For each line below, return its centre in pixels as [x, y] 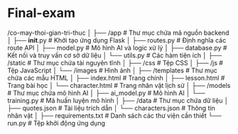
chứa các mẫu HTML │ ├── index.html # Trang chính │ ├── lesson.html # [116, 78]
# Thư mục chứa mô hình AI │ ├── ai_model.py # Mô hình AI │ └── [107, 93]
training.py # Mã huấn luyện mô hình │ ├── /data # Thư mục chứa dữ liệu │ [118, 100]
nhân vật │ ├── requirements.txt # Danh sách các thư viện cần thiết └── [115, 116]
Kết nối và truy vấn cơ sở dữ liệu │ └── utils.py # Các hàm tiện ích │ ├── [115, 55]
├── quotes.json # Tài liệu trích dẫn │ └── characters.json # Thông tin [111, 108]
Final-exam [42, 13]
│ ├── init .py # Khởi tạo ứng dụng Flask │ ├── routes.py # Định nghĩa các [117, 40]
